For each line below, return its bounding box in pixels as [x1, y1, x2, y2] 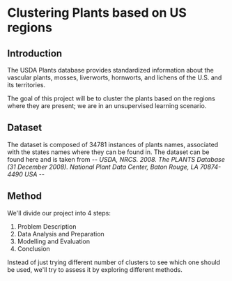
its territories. [7, 81, 46, 89]
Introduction [7, 47, 63, 59]
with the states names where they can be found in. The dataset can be [7, 148, 210, 156]
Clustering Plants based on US [7, 5, 187, 21]
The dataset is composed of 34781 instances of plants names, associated [7, 140, 219, 149]
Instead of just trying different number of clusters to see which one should [7, 258, 221, 266]
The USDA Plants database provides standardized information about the [7, 66, 214, 74]
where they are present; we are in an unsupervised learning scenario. [7, 102, 207, 109]
